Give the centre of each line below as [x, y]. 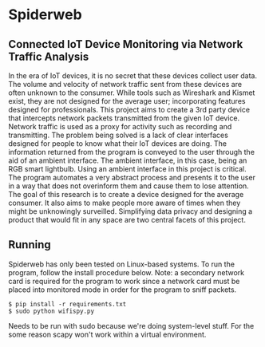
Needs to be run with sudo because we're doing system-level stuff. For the [131, 325]
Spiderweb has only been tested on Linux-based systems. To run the [122, 264]
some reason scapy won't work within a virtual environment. [107, 334]
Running [30, 245]
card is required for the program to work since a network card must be [124, 281]
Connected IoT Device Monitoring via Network [126, 44]
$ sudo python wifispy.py [51, 311]
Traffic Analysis [49, 56]
